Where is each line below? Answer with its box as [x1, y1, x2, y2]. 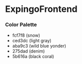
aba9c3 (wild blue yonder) [12, 43, 67, 49]
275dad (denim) [12, 48, 45, 54]
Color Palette [5, 21, 37, 28]
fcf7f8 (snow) [12, 32, 41, 38]
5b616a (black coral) [12, 54, 54, 60]
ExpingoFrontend [5, 3, 78, 15]
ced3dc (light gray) [12, 38, 52, 44]
